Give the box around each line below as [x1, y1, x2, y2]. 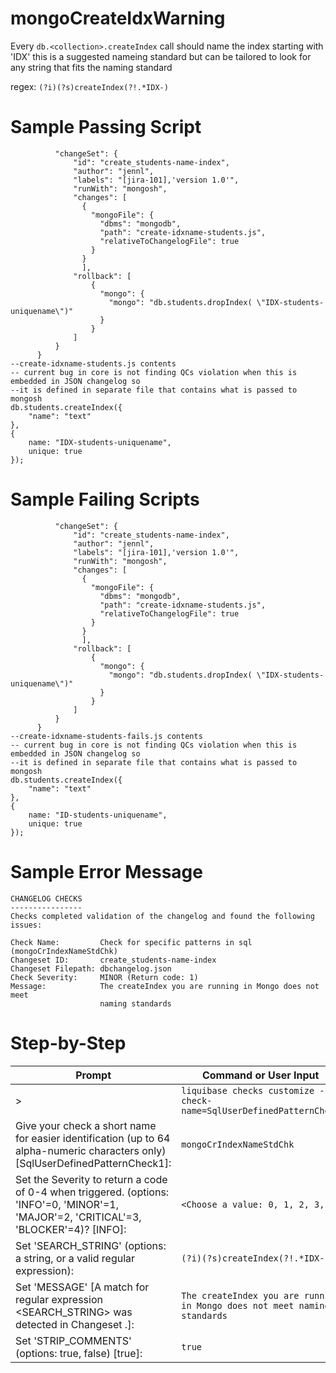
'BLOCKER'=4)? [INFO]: [15, 1222, 127, 1236]
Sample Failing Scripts [10, 488, 200, 511]
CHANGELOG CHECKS [10, 893, 83, 904]
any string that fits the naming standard [10, 61, 173, 73]
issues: [10, 920, 43, 930]
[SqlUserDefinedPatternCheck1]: [15, 1156, 172, 1170]
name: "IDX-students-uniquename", [28, 437, 172, 447]
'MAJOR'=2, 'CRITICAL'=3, [15, 1210, 142, 1224]
